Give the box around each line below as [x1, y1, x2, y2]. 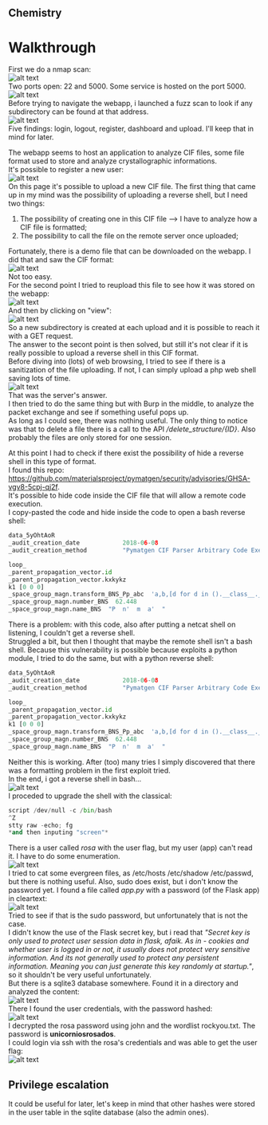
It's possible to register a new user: [8, 165, 124, 175]
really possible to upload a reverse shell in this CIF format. [8, 348, 199, 358]
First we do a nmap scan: [8, 65, 92, 74]
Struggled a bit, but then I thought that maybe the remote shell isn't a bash [8, 637, 253, 647]
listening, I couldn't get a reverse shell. [8, 628, 136, 638]
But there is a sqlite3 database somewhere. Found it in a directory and [8, 978, 239, 988]
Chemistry [8, 6, 62, 20]
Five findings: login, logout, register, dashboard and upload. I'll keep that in [8, 124, 254, 134]
